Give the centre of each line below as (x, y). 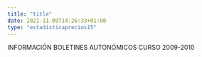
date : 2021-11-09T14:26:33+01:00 (57, 21)
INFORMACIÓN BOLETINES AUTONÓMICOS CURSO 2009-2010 (101, 48)
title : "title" (30, 14)
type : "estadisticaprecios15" (52, 27)
